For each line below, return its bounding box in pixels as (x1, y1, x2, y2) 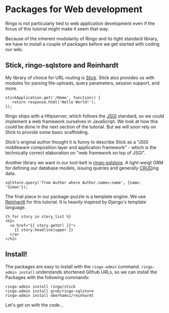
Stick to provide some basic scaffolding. (5, 129, 89, 135)
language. (5, 204, 26, 210)
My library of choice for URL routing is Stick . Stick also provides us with (5, 75, 155, 81)
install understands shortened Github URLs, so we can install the (18, 269, 157, 275)
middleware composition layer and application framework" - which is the (5, 144, 157, 150)
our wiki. (5, 46, 23, 52)
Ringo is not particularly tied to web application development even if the (5, 20, 155, 26)
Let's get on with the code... (5, 302, 64, 308)
